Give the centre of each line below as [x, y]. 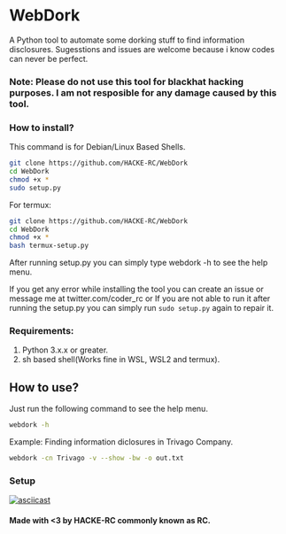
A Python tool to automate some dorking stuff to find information [127, 40]
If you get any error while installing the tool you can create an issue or [136, 290]
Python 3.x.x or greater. [65, 350]
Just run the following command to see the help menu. [108, 409]
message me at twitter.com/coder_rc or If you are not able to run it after [140, 298]
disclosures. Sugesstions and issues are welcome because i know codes [142, 49]
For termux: [30, 205]
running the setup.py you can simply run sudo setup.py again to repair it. [142, 308]
